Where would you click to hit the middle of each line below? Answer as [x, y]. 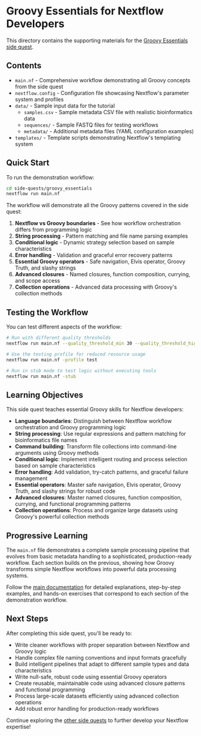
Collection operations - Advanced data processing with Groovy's [96, 287]
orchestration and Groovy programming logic [70, 427]
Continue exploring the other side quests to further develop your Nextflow [97, 720]
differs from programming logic [53, 230]
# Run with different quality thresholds [59, 338]
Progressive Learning [47, 535]
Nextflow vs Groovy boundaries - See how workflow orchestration [98, 223]
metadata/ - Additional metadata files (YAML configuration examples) [109, 131]
